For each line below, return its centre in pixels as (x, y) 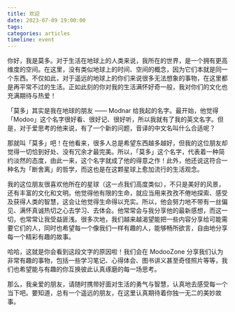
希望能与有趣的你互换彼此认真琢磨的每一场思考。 (90, 269)
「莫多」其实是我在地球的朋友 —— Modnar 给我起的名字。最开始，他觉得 (113, 111)
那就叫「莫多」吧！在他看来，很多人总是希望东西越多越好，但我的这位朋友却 (117, 143)
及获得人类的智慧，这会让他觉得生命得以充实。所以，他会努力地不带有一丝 (114, 202)
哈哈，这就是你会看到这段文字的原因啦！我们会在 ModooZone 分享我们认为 (115, 252)
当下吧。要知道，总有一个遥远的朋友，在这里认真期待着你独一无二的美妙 (111, 293)
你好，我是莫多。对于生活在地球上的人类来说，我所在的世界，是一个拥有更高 (117, 61)
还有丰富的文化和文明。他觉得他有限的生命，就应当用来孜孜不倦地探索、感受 (117, 193)
